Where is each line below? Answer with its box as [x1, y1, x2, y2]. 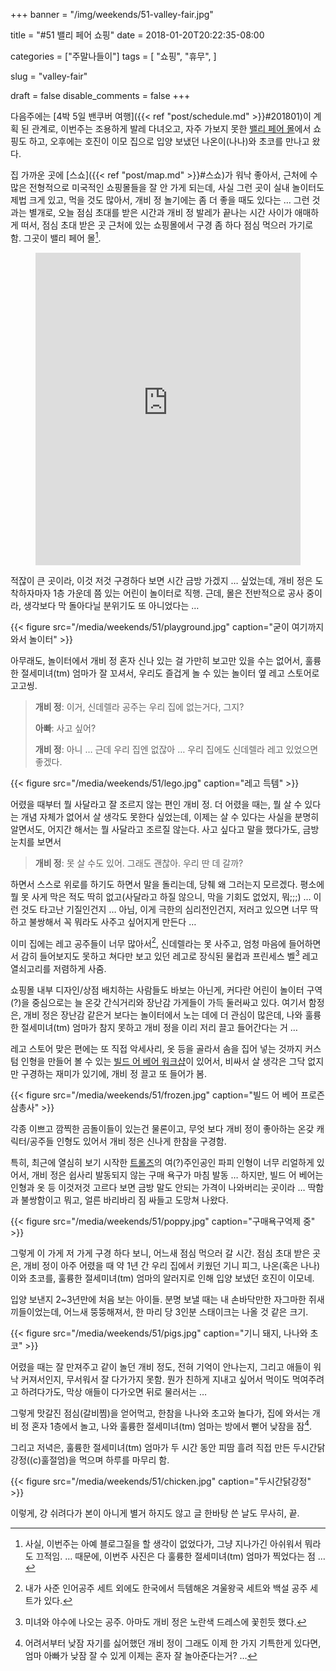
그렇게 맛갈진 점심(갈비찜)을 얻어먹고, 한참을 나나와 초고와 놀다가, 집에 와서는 [10, 1407, 310, 1419]
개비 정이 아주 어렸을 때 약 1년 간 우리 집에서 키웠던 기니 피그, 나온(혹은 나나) [23, 1259, 321, 1271]
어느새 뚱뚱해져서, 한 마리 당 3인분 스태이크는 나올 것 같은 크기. [63, 1305, 309, 1318]
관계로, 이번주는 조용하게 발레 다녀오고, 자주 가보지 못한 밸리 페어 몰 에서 [31, 123, 312, 134]
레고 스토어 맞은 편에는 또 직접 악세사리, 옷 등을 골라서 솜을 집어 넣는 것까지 [10, 1042, 303, 1054]
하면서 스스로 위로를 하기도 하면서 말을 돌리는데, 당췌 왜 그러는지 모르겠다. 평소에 [10, 878, 325, 890]
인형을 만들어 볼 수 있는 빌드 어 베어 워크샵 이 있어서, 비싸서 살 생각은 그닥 [20, 1055, 306, 1067]
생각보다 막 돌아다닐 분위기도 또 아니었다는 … [23, 599, 200, 611]
